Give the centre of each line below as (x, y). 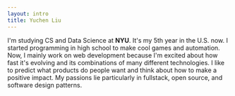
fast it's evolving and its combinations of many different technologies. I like (116, 62)
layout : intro (28, 14)
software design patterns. (45, 85)
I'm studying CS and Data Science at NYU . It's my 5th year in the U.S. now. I (117, 40)
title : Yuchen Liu (34, 20)
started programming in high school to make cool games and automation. (114, 48)
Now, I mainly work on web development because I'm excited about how (113, 55)
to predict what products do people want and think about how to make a (112, 70)
